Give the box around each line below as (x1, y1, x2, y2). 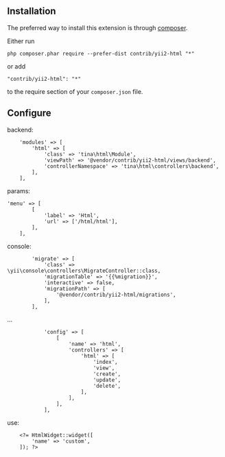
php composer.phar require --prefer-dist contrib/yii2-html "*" (7, 50, 195, 57)
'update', (93, 376, 121, 383)
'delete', (93, 382, 121, 389)
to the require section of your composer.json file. (7, 87, 143, 95)
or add (7, 62, 26, 71)
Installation (7, 5, 56, 17)
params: (7, 186, 31, 195)
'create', (93, 370, 121, 378)
